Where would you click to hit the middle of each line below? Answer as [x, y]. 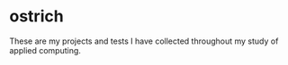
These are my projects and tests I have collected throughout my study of [144, 41]
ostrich [37, 16]
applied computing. [45, 50]
